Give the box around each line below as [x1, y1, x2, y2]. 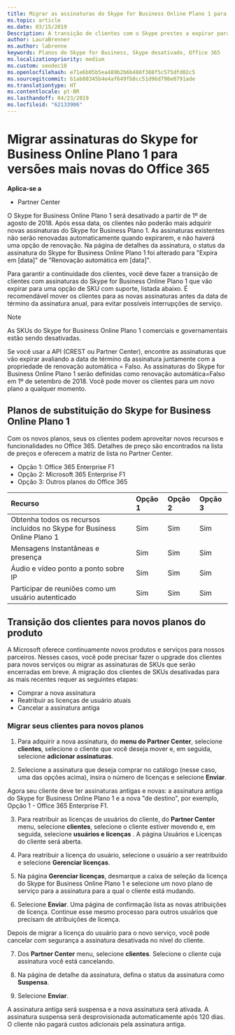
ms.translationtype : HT [7, 82, 77, 89]
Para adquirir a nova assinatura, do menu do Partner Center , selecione [17, 737, 222, 745]
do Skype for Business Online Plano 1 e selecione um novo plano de [17, 879, 213, 887]
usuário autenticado [10, 592, 77, 602]
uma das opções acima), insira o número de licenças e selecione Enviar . [17, 773, 227, 781]
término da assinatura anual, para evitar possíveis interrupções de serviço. [7, 299, 222, 308]
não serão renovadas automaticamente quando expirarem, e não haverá [7, 234, 215, 242]
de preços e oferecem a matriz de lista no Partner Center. [7, 449, 173, 457]
